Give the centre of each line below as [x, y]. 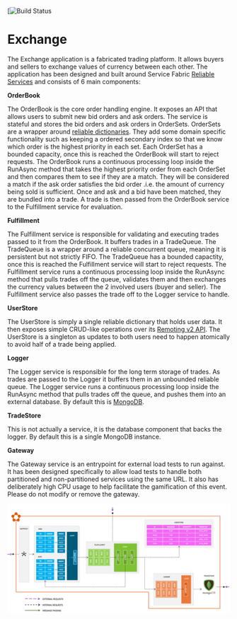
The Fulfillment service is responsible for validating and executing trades [113, 234]
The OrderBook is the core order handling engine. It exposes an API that [112, 109]
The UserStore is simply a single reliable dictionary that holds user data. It [115, 321]
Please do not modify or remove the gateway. [74, 494]
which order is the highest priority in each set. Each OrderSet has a [105, 146]
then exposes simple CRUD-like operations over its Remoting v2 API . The [114, 329]
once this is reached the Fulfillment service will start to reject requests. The [117, 264]
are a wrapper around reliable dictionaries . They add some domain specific [117, 132]
